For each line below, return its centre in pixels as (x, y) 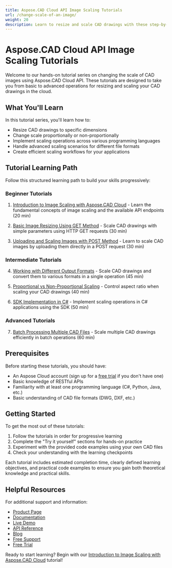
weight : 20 (17, 20)
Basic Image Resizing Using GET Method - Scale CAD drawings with (85, 226)
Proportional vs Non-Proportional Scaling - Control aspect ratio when (86, 286)
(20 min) (22, 216)
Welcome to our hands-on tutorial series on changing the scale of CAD (80, 75)
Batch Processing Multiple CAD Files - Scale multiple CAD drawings (84, 332)
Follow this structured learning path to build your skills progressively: (78, 180)
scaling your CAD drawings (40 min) (51, 292)
